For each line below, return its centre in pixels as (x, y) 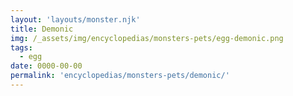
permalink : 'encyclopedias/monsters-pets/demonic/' (120, 76)
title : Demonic (42, 29)
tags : (21, 47)
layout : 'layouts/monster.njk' (75, 19)
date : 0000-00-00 (46, 66)
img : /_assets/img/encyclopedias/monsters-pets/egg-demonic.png (147, 38)
